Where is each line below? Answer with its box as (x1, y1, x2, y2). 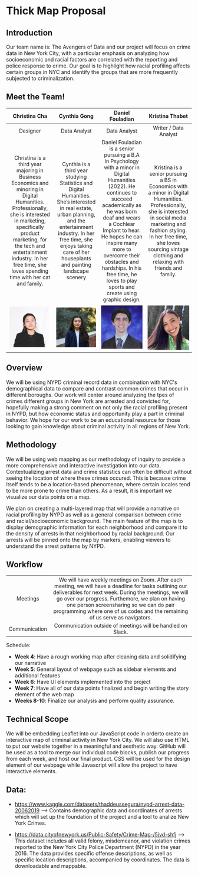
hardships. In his (102, 264, 142, 272)
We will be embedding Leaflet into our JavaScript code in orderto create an (6, 729, 189, 737)
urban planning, (57, 211, 95, 218)
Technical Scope (6, 714, 69, 724)
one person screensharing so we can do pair (67, 602, 175, 609)
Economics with (149, 182, 188, 190)
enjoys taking (60, 243, 93, 250)
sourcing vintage (148, 246, 189, 253)
